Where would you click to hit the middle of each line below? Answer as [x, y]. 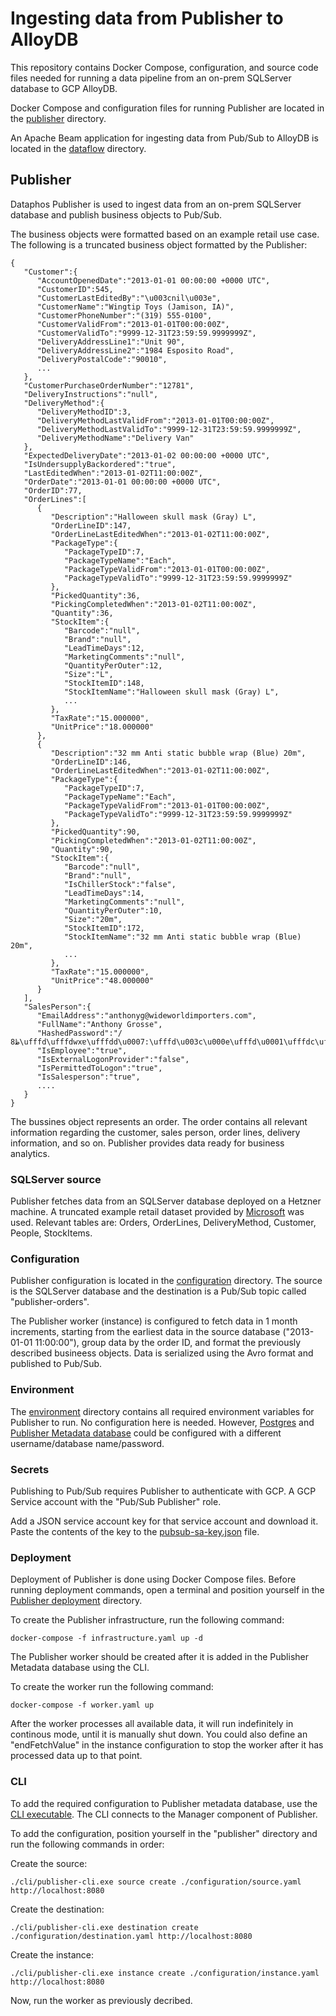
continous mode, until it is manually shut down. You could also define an [159, 1734]
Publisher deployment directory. [76, 1601]
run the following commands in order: [87, 1844]
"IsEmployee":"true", [82, 1050]
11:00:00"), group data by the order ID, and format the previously [168, 1343]
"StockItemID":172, [104, 928]
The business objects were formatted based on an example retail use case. [165, 234]
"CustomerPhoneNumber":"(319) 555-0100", [124, 315]
